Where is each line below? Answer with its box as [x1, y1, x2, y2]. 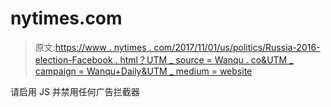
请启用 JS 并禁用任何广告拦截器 [10, 85, 140, 97]
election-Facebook [34, 53, 113, 66]
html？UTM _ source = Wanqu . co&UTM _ [119, 53, 294, 66]
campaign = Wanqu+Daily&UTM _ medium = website [34, 65, 253, 77]
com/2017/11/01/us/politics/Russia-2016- [153, 41, 321, 53]
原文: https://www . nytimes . [34, 41, 152, 53]
